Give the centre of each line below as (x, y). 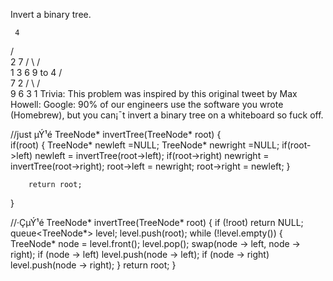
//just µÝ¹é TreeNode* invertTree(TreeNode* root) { (116, 134)
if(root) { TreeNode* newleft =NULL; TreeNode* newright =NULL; (145, 145)
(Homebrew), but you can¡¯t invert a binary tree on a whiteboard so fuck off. (167, 115)
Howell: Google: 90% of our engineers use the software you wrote (147, 104)
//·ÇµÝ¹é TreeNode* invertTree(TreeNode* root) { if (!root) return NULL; (157, 222)
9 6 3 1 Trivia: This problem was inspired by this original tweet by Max (154, 93)
